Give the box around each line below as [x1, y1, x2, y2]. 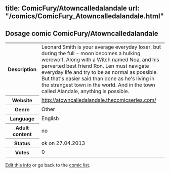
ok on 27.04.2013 [41, 139, 86, 146]
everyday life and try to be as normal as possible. [41, 69, 158, 76]
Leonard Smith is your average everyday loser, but [41, 44, 161, 51]
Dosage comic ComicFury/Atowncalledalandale [5, 29, 158, 37]
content [12, 131, 32, 138]
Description [8, 66, 37, 73]
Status [14, 140, 30, 147]
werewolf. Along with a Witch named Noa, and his [41, 56, 159, 63]
